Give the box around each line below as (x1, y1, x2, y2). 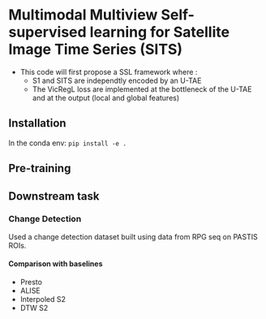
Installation (8, 116, 66, 131)
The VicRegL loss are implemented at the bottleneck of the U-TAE (32, 84, 252, 94)
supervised (8, 23, 87, 41)
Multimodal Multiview (8, 6, 158, 24)
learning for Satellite (89, 23, 230, 41)
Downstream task (8, 189, 100, 203)
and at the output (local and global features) (32, 93, 180, 102)
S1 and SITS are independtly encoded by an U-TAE (32, 75, 202, 85)
